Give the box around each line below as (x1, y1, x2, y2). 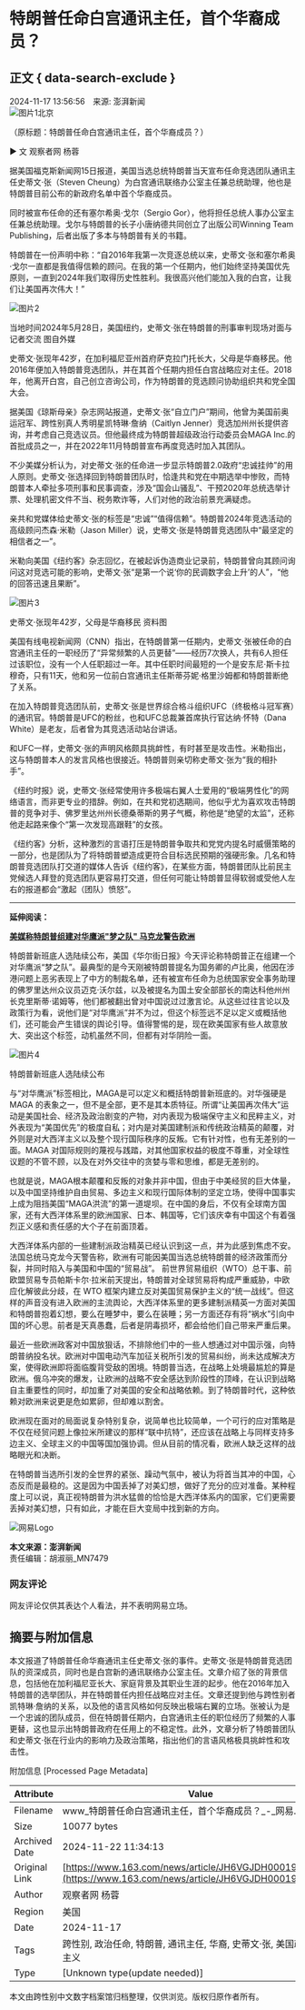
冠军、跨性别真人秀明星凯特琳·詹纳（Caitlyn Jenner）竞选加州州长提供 (16, 417, 281, 428)
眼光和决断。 (16, 1450, 65, 1460)
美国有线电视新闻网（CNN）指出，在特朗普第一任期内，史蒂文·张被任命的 (9, 636, 284, 647)
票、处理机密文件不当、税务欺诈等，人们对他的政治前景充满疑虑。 (9, 494, 256, 505)
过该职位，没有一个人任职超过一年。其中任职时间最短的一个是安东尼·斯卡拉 (9, 658, 290, 669)
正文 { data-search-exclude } (9, 70, 176, 85)
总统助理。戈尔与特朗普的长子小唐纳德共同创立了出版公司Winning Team (25, 219, 294, 229)
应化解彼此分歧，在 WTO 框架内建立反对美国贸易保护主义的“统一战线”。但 (9, 1286, 287, 1296)
